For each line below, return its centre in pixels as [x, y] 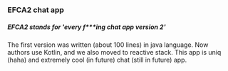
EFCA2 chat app [36, 10]
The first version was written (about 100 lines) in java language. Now [108, 45]
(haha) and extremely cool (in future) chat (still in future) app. [97, 60]
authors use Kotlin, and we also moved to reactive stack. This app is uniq [114, 52]
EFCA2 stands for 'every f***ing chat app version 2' [87, 27]
